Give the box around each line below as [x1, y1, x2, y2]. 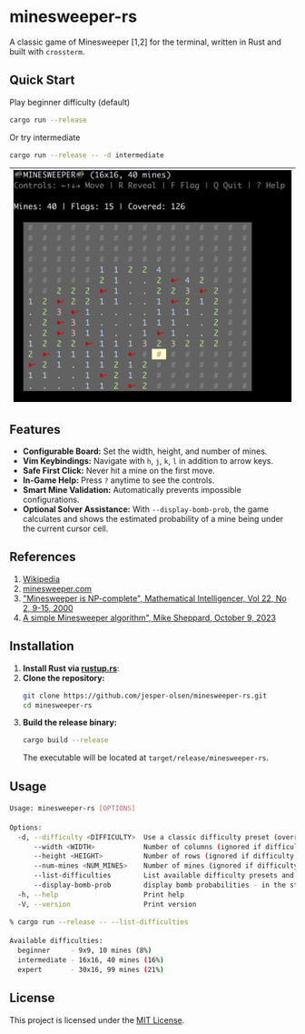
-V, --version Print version [17, 899, 197, 909]
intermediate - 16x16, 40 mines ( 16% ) [17, 956, 165, 965]
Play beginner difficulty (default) [9, 96, 131, 107]
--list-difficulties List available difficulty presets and [33, 871, 295, 880]
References [9, 549, 76, 565]
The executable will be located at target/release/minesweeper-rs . [22, 752, 270, 763]
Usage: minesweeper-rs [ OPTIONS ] [9, 804, 136, 813]
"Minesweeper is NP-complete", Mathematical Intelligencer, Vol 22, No [22, 593, 288, 604]
